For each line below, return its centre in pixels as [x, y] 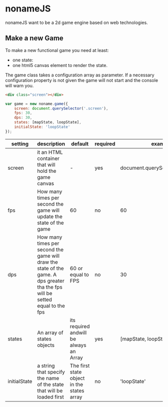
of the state [50, 384]
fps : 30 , [23, 113]
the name [48, 378]
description [51, 144]
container [48, 158]
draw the [48, 262]
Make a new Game [34, 38]
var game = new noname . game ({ [37, 104]
